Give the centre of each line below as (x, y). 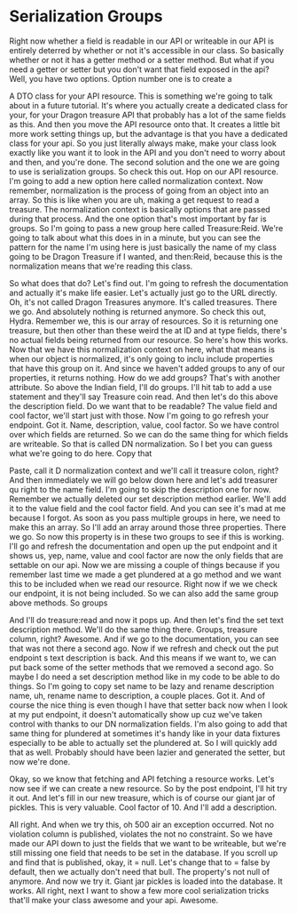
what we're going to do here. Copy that (81, 453)
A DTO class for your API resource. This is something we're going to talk (141, 96)
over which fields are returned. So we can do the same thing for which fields (149, 434)
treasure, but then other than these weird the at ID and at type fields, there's (148, 330)
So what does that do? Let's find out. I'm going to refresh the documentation (149, 283)
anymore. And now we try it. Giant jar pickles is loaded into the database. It (146, 881)
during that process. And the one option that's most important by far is (138, 219)
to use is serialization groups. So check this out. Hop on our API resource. (144, 172)
